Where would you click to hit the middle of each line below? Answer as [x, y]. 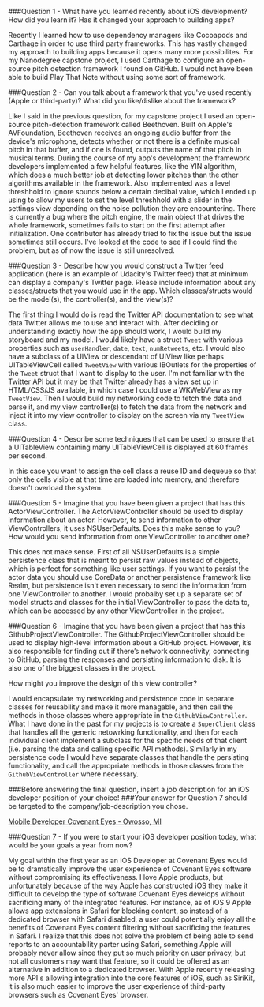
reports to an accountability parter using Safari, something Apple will [120, 944]
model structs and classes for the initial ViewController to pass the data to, [129, 602]
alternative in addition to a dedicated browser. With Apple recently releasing [131, 969]
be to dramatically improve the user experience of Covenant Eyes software [130, 869]
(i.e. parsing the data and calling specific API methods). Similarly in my [123, 749]
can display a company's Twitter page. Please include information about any [132, 282]
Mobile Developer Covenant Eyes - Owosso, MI [85, 821]
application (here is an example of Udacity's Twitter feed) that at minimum [128, 274]
